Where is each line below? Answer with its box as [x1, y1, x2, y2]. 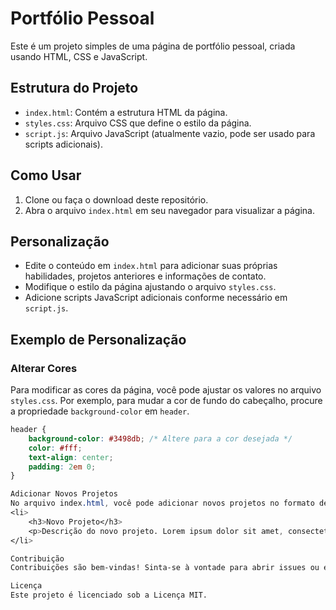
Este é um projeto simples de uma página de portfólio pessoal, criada [10, 40, 296, 52]
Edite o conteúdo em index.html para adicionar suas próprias [24, 260, 278, 272]
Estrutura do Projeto [10, 80, 139, 97]
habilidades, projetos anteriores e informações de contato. [24, 270, 267, 282]
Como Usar [10, 167, 82, 184]
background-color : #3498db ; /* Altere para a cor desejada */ [28, 433, 293, 444]
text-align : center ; [28, 452, 114, 462]
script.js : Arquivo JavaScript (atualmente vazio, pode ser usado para [24, 127, 316, 139]
